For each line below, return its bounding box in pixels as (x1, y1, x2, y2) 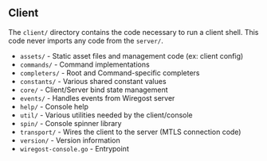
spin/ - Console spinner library (19, 118, 122, 128)
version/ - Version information (19, 135, 121, 145)
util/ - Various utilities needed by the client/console (19, 110, 193, 120)
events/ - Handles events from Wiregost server (19, 93, 175, 102)
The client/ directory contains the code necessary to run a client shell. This (8, 27, 259, 36)
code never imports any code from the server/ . (8, 36, 163, 45)
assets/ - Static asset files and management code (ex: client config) (19, 51, 244, 60)
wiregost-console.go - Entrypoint (19, 144, 129, 153)
